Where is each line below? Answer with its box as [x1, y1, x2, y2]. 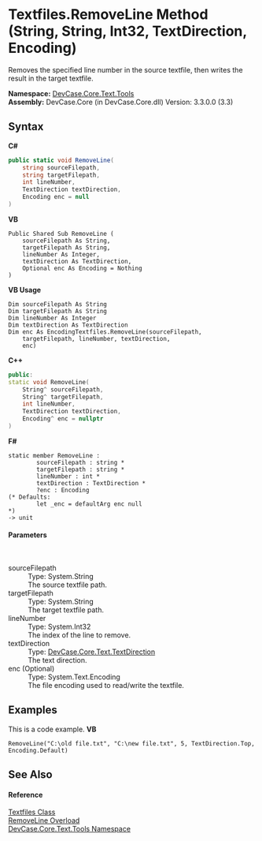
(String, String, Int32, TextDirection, [8, 22, 248, 40]
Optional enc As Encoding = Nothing [22, 264, 143, 272]
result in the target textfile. [8, 73, 94, 83]
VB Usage [8, 285, 42, 294]
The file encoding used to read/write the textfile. [28, 681, 185, 690]
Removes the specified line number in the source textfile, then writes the [8, 65, 243, 74]
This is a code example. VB [8, 724, 97, 734]
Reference [8, 790, 43, 799]
